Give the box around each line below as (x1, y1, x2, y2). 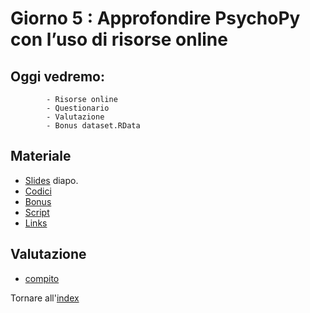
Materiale (10, 148, 72, 165)
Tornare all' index (10, 292, 80, 304)
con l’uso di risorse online (10, 28, 228, 51)
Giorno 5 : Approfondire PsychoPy (10, 7, 301, 30)
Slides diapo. (24, 174, 79, 186)
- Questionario (46, 103, 110, 113)
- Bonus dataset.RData (46, 121, 141, 131)
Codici (24, 185, 52, 197)
